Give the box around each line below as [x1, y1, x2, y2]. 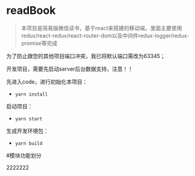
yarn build [14, 140, 43, 146]
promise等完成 [21, 39, 58, 47]
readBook [6, 4, 56, 18]
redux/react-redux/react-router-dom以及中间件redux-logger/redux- [21, 31, 190, 39]
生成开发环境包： [6, 127, 49, 134]
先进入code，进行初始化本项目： [6, 78, 88, 85]
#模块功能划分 [6, 152, 42, 159]
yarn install [14, 91, 48, 97]
